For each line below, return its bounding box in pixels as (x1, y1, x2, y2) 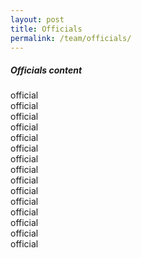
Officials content (10, 64, 83, 76)
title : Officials (10, 24, 83, 34)
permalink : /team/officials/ (10, 33, 132, 43)
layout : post (10, 14, 65, 25)
